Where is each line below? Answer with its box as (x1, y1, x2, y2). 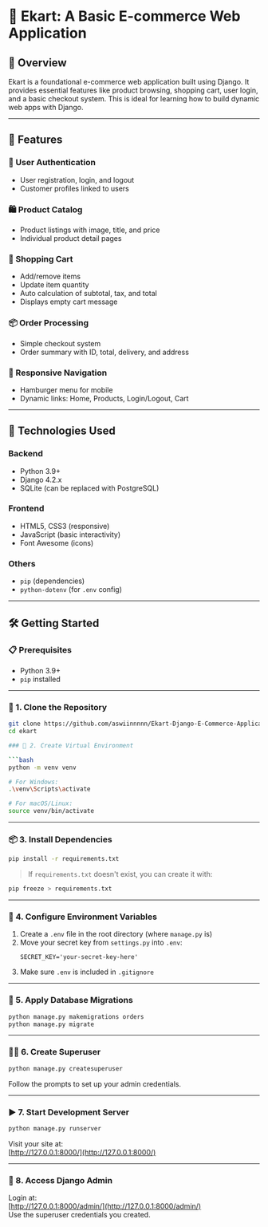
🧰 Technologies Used (8, 424, 116, 438)
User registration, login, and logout (19, 175, 135, 184)
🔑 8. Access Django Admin (8, 1174, 113, 1186)
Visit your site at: (8, 1138, 64, 1148)
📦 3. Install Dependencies (8, 834, 113, 845)
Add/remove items (19, 271, 81, 282)
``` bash (8, 756, 34, 764)
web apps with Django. (8, 103, 84, 112)
